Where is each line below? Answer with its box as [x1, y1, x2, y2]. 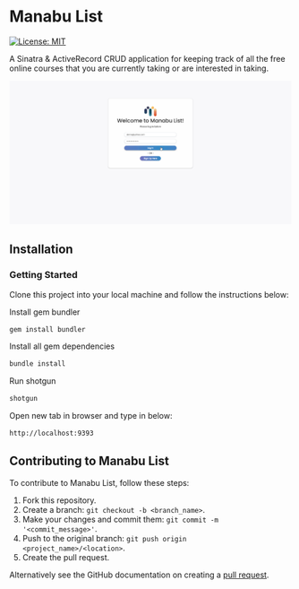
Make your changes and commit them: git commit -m [21, 514, 219, 524]
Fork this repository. [21, 495, 97, 506]
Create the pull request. [21, 551, 110, 562]
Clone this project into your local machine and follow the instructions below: [9, 289, 289, 299]
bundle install [9, 359, 66, 368]
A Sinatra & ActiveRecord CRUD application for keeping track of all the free [9, 53, 286, 64]
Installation [9, 242, 73, 257]
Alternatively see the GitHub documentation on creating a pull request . [9, 569, 269, 580]
